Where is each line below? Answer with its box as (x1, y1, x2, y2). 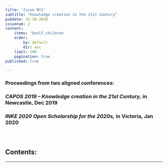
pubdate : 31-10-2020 (5, 17, 48, 22)
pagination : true (14, 54, 50, 59)
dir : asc (23, 45, 41, 50)
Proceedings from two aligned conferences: (5, 80, 114, 87)
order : (14, 36, 28, 41)
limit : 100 (14, 49, 37, 54)
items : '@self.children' (14, 31, 66, 36)
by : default (23, 40, 48, 45)
